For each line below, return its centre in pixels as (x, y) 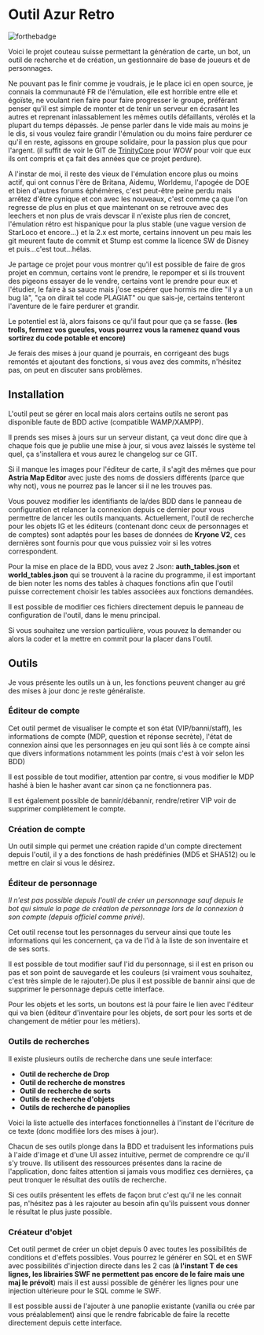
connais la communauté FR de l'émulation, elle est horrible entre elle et (123, 91)
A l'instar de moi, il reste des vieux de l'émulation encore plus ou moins (123, 174)
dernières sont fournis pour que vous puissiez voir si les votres (110, 542)
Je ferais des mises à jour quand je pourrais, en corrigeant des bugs (119, 353)
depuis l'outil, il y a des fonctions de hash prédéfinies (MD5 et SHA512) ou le (132, 855)
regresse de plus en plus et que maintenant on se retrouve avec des (118, 207)
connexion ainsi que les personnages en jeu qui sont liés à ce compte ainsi (129, 745)
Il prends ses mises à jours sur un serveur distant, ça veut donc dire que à (128, 437)
